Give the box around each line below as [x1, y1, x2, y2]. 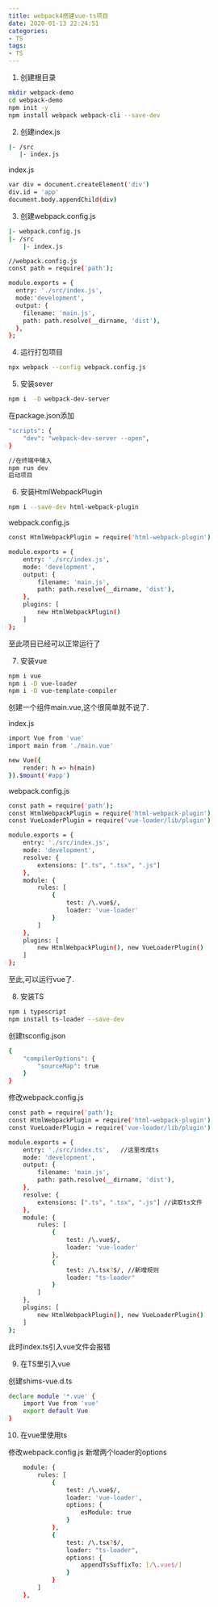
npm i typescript [8, 1008, 67, 1016]
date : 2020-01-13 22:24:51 [8, 19, 99, 27]
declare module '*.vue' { [8, 1392, 95, 1400]
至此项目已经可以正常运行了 [8, 639, 101, 648]
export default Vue [23, 1407, 89, 1416]
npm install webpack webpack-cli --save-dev [8, 111, 161, 120]
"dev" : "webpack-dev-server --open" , [23, 434, 150, 443]
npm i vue [8, 672, 42, 680]
